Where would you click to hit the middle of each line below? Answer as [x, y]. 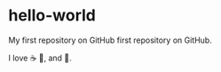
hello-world [52, 16]
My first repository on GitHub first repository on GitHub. [110, 40]
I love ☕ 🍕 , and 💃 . [40, 58]
